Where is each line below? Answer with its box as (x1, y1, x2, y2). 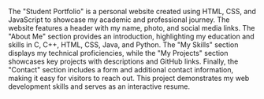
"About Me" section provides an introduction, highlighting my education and (8, 31, 255, 41)
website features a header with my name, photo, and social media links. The (8, 24, 255, 32)
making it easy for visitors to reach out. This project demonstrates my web (8, 74, 250, 82)
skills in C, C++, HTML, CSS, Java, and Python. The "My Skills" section (8, 40, 239, 49)
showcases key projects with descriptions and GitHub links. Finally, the (8, 57, 239, 66)
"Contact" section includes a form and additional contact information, (8, 65, 234, 74)
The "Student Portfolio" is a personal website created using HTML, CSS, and (8, 7, 256, 16)
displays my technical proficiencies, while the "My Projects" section (8, 49, 229, 57)
